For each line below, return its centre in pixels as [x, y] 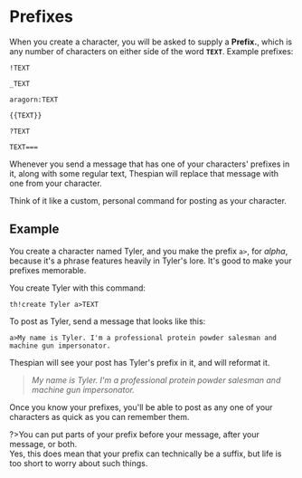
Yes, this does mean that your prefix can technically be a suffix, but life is [146, 454]
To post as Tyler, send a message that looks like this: [108, 321]
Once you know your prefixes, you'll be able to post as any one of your [141, 407]
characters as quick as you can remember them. [99, 416]
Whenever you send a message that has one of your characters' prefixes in [150, 164]
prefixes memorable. [48, 270]
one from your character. [56, 183]
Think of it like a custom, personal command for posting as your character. [148, 200]
